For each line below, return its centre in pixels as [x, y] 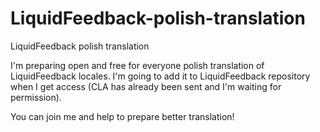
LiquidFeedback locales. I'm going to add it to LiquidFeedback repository [160, 76]
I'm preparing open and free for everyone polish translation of [137, 65]
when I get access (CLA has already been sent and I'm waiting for [146, 86]
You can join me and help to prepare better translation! [122, 116]
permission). [36, 97]
